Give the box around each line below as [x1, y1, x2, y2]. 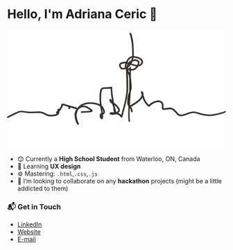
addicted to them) [17, 184, 69, 192]
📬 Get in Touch [7, 201, 61, 211]
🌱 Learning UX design [17, 162, 81, 170]
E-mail [17, 235, 36, 244]
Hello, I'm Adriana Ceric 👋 [7, 6, 158, 22]
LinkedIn [17, 220, 42, 228]
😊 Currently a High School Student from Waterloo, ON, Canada [17, 154, 200, 162]
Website [17, 228, 42, 236]
